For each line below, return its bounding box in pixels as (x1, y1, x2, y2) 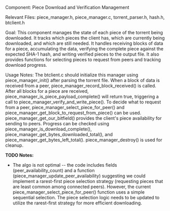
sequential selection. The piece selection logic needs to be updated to (12, 195, 160, 200)
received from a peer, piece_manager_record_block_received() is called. (5, 83, 156, 89)
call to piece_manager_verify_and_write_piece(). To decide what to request (5, 99, 161, 105)
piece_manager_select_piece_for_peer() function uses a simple (12, 189, 145, 195)
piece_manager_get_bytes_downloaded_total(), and (5, 131, 113, 137)
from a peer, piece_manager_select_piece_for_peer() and (5, 104, 125, 110)
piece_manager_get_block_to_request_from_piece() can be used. (5, 110, 142, 116)
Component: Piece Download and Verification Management (5, 5, 129, 10)
